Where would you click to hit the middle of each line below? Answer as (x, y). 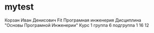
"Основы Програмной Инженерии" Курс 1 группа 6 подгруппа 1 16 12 (77, 25)
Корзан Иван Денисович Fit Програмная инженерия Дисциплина (73, 20)
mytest (19, 7)
